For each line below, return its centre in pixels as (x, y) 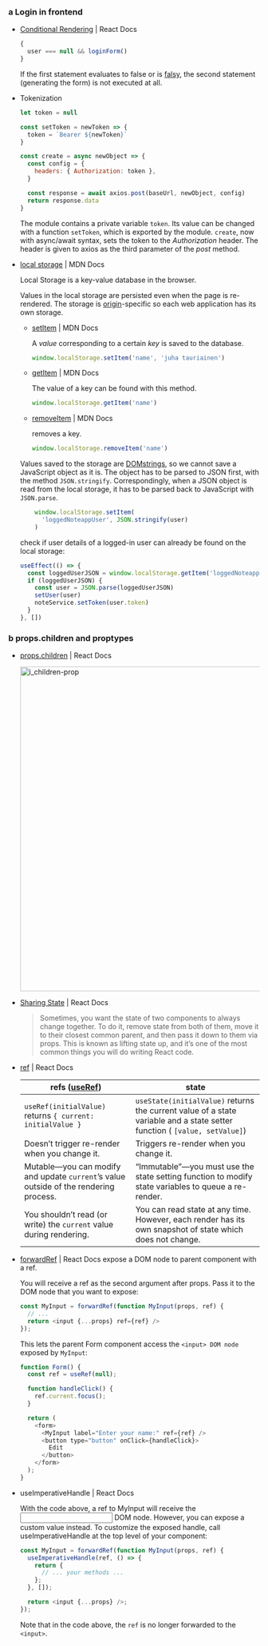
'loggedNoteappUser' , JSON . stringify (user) (115, 520)
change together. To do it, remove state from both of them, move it (149, 1027)
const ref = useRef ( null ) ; (72, 1374)
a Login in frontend (46, 12)
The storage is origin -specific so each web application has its (155, 304)
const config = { (56, 164)
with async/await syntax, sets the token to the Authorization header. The (139, 240)
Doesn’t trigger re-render (72, 1143)
